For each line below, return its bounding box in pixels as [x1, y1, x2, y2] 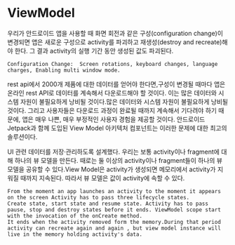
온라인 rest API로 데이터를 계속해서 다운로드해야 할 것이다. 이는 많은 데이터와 [7, 88, 217, 97]
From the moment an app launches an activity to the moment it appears [7, 187, 221, 194]
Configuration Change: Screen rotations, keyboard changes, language [7, 60, 218, 67]
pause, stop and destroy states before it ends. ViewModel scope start [7, 206, 221, 213]
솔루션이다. [7, 132, 38, 141]
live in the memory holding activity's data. [7, 230, 142, 238]
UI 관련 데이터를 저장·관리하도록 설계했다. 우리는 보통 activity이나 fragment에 [7, 147, 220, 156]
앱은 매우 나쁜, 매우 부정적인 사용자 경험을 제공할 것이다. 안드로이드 [22, 114, 206, 124]
